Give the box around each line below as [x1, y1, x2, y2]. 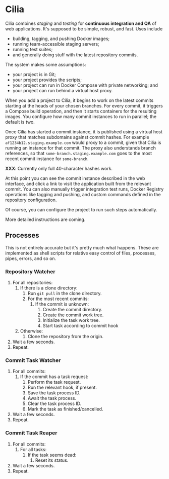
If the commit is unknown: [35, 301, 89, 307]
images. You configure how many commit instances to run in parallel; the [5, 113, 157, 120]
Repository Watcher [5, 268, 55, 275]
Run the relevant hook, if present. [27, 384, 97, 391]
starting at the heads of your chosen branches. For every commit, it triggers [5, 102, 163, 108]
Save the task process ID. [27, 390, 81, 396]
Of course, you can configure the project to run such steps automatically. [5, 206, 157, 212]
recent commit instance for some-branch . [5, 156, 89, 162]
